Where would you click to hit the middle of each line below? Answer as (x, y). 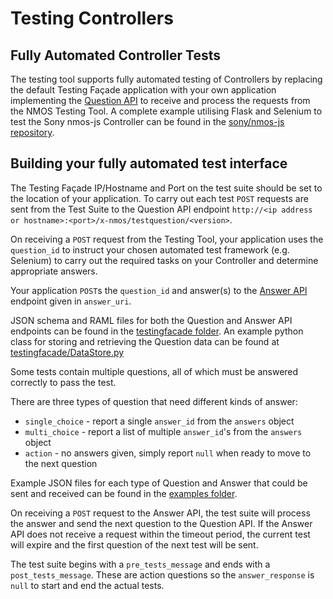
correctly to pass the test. (63, 382)
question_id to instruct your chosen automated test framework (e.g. (150, 249)
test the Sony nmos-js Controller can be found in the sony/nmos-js (147, 121)
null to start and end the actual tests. (87, 585)
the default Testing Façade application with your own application (143, 90)
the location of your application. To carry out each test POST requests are (159, 198)
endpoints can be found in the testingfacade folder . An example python (157, 331)
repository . (32, 132)
